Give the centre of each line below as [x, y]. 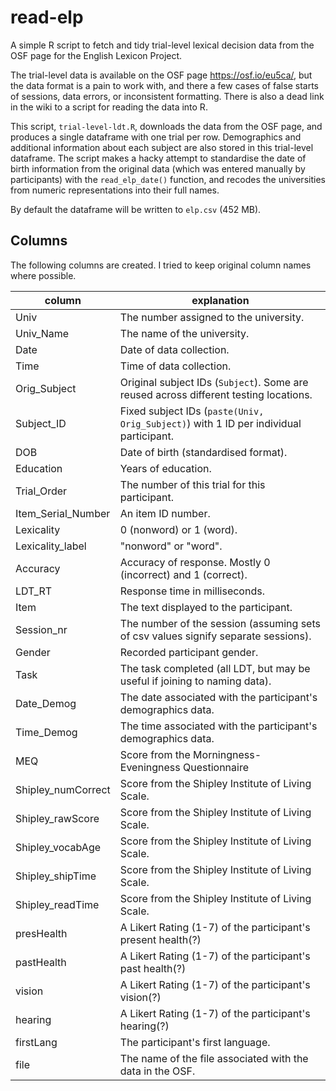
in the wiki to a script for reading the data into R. [109, 107]
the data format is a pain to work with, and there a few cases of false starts [164, 85]
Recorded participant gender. [189, 652]
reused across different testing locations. [216, 394]
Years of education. [165, 468]
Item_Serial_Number [63, 513]
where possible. [43, 275]
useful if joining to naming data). [195, 681]
